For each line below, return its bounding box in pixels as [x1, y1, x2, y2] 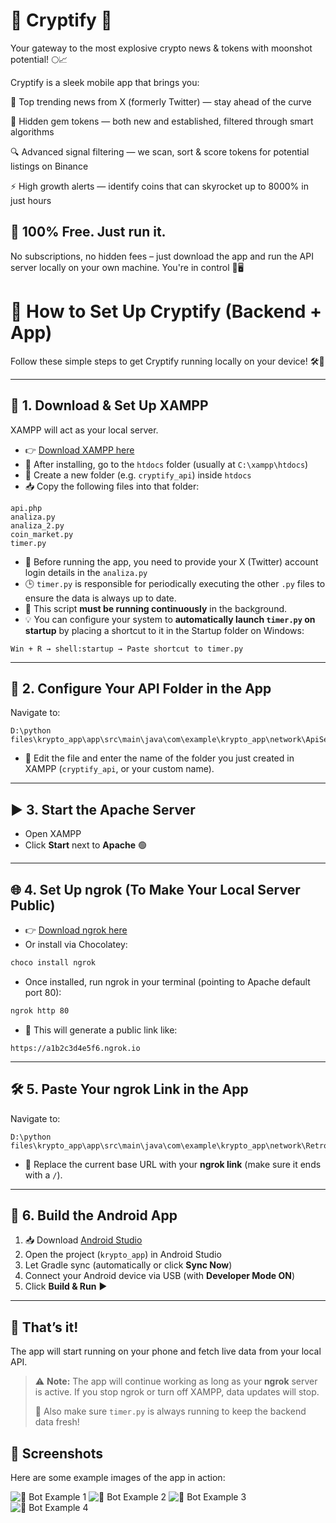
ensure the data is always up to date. [24, 592, 177, 604]
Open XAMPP [24, 828, 82, 840]
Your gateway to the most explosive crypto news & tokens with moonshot [10, 42, 313, 54]
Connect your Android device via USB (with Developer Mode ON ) [24, 1270, 295, 1282]
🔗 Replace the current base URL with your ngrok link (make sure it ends [24, 1158, 322, 1170]
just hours [10, 194, 52, 206]
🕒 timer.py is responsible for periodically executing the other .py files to [24, 577, 326, 589]
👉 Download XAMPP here [24, 444, 135, 456]
